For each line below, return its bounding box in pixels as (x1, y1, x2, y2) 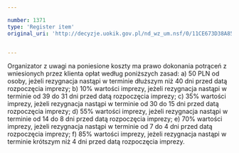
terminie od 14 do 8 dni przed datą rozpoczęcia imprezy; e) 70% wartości (7, 115, 223, 123)
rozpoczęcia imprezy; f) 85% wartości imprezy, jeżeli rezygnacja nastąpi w (7, 130, 227, 139)
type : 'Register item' (7, 23, 75, 31)
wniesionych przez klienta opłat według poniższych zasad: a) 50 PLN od (7, 69, 220, 78)
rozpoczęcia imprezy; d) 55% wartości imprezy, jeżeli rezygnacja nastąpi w (7, 107, 228, 116)
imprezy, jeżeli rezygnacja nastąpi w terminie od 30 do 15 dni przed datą (7, 100, 219, 108)
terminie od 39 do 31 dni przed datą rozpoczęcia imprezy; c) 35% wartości (7, 92, 226, 100)
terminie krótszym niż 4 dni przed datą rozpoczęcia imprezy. (7, 137, 185, 146)
